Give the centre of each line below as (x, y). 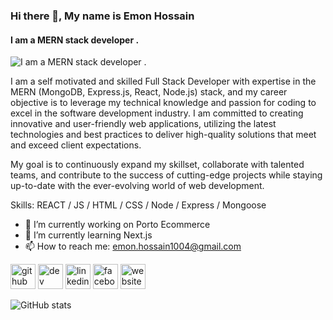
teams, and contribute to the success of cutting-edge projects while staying (166, 175)
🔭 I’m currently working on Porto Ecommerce (117, 225)
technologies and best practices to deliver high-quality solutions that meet (163, 135)
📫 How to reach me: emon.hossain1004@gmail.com (133, 246)
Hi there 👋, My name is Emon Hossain (102, 16)
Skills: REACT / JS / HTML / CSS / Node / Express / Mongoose (138, 205)
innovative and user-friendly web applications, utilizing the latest (143, 124)
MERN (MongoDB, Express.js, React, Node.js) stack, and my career (149, 92)
